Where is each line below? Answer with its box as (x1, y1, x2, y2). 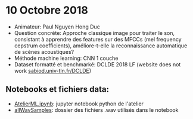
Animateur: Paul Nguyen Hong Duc (14, 23, 101, 30)
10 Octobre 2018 (5, 4, 89, 17)
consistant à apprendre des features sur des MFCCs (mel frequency (14, 36, 182, 43)
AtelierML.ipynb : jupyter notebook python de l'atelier (14, 100, 144, 107)
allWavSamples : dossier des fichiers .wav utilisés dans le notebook (14, 106, 179, 113)
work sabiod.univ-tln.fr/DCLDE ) (14, 67, 92, 74)
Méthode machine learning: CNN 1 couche (14, 54, 119, 62)
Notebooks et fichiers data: (5, 84, 110, 95)
